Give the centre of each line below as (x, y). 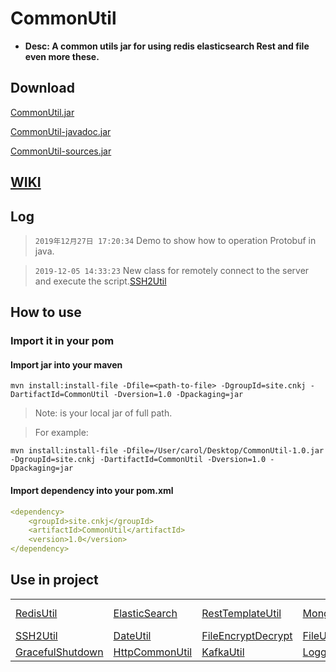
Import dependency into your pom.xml (92, 491)
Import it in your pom (62, 341)
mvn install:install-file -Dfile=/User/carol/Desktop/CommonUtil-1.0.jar (167, 451)
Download (42, 88)
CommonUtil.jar (42, 112)
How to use (46, 312)
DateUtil (132, 635)
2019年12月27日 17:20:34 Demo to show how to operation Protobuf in (175, 240)
